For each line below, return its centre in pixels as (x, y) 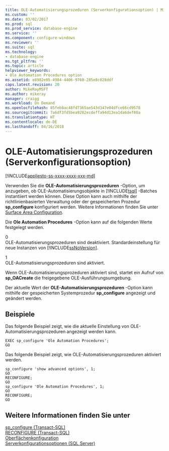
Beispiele (20, 314)
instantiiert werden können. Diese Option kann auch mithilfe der (71, 196)
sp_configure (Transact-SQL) (35, 427)
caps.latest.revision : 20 (32, 84)
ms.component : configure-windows (40, 38)
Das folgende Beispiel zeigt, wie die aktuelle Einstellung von (67, 326)
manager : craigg (22, 98)
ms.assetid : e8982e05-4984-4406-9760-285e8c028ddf (59, 80)
